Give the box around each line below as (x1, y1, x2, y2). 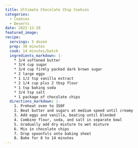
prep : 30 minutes (9, 44, 45, 49)
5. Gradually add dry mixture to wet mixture (14, 122, 109, 127)
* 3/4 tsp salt (14, 90, 45, 95)
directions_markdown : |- (9, 99, 61, 104)
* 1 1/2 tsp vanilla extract (14, 76, 74, 81)
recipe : (5, 35, 21, 40)
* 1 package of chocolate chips (14, 94, 80, 99)
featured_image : (5, 30, 38, 35)
